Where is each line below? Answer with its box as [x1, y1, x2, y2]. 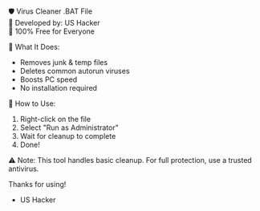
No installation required [19, 83, 98, 92]
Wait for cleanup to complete [19, 132, 116, 140]
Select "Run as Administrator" [19, 123, 119, 132]
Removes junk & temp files [19, 58, 108, 67]
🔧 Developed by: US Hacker [8, 18, 100, 27]
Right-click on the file [19, 115, 91, 124]
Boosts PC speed [19, 75, 78, 84]
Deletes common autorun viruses [19, 67, 130, 75]
